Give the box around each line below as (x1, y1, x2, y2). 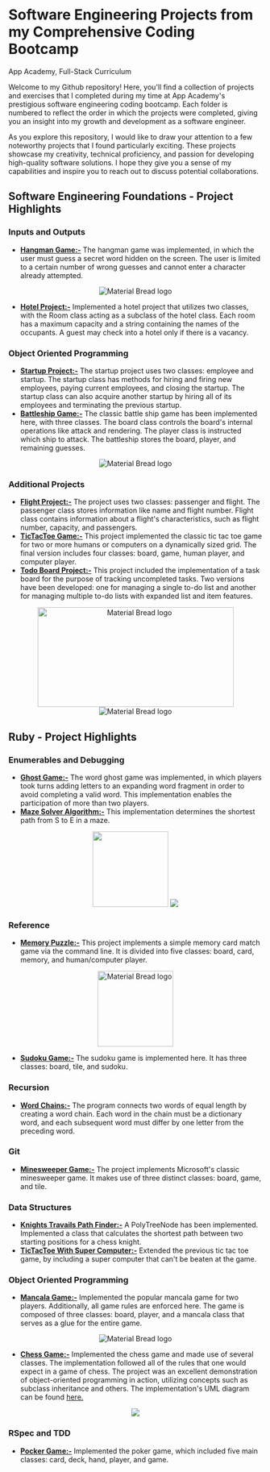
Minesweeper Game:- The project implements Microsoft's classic (19, 1164, 240, 1174)
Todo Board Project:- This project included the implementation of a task (19, 566, 260, 576)
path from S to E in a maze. (19, 815, 110, 825)
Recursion (8, 1082, 50, 1093)
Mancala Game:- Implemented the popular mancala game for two (19, 1292, 239, 1303)
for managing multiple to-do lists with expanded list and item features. (19, 591, 253, 601)
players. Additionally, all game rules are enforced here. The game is (19, 1301, 244, 1311)
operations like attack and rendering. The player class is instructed (19, 426, 242, 435)
